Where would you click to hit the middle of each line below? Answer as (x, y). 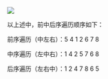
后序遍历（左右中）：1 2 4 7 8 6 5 (53, 69)
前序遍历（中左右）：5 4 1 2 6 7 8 (53, 39)
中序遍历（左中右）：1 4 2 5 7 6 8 (53, 54)
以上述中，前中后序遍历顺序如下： (55, 25)
